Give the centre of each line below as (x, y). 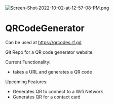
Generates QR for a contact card (47, 97)
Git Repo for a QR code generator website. (49, 52)
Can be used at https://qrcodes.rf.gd (44, 42)
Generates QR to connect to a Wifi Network (58, 91)
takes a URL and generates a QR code (52, 72)
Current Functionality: (28, 62)
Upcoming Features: (27, 82)
